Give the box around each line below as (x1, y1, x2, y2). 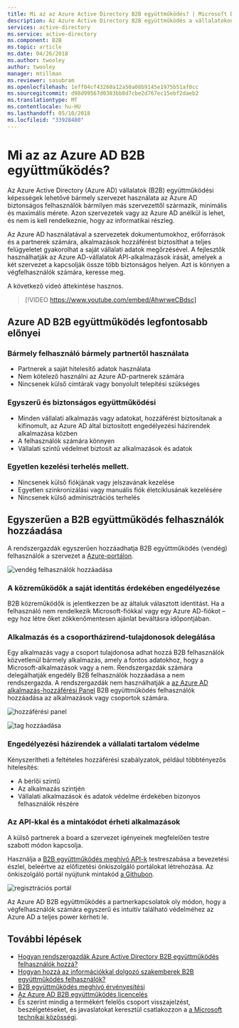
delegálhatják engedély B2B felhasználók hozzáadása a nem (7, 671, 185, 680)
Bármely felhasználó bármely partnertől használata (7, 348, 189, 358)
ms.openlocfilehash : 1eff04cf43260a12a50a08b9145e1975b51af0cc (7, 83, 199, 90)
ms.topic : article (7, 43, 62, 51)
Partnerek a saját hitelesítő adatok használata (17, 365, 152, 373)
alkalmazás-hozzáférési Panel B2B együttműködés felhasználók (7, 686, 196, 695)
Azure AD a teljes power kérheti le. (7, 913, 109, 921)
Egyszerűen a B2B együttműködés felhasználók (7, 514, 225, 526)
